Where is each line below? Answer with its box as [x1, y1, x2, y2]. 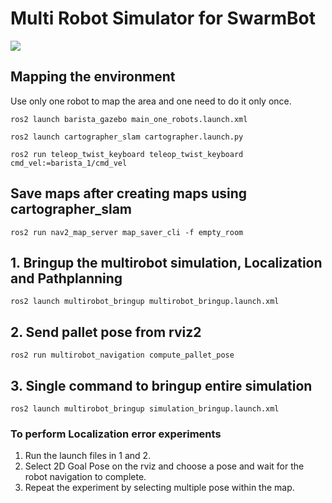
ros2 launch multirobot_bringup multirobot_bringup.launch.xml [10, 297, 280, 307]
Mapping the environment [10, 68, 176, 86]
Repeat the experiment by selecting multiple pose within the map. [24, 482, 295, 494]
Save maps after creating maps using [10, 185, 248, 202]
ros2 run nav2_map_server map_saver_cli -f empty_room [10, 227, 244, 237]
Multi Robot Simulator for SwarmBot [10, 7, 317, 30]
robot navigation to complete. [24, 471, 147, 483]
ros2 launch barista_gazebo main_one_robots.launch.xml [10, 114, 248, 124]
